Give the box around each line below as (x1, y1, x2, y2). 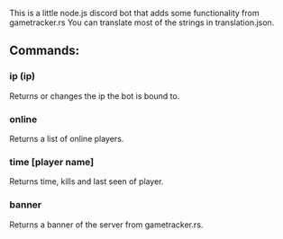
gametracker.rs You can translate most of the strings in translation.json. (9, 17, 275, 28)
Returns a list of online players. (9, 133, 124, 144)
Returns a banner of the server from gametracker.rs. (9, 219, 204, 230)
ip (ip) (9, 70, 36, 83)
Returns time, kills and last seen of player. (9, 176, 164, 187)
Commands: (9, 43, 80, 58)
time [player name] (9, 155, 95, 168)
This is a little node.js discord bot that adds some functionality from (9, 8, 260, 18)
